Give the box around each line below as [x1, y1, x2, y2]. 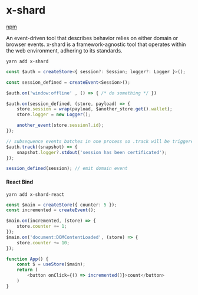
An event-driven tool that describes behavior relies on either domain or [6, 34, 179, 41]
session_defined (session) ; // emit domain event [6, 166, 128, 172]
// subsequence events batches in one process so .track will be [6, 138, 170, 145]
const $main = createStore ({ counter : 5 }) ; [6, 202, 117, 208]
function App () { [6, 256, 49, 262]
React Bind [6, 178, 34, 185]
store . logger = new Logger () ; [16, 112, 91, 118]
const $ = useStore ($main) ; [16, 261, 85, 267]
